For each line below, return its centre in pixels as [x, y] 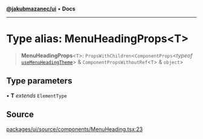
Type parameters [39, 81]
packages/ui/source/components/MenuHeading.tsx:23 [75, 129]
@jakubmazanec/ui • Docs [41, 9]
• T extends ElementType [37, 95]
